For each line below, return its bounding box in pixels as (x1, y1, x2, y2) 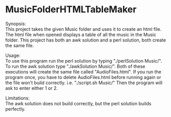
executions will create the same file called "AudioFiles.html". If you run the (5, 68, 162, 75)
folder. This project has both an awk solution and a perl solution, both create (5, 37, 166, 43)
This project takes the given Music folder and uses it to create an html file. (5, 26, 162, 32)
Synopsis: (5, 21, 27, 27)
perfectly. (5, 106, 26, 112)
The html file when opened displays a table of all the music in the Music (5, 31, 157, 37)
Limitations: (5, 95, 30, 101)
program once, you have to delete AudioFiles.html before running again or (5, 74, 161, 80)
